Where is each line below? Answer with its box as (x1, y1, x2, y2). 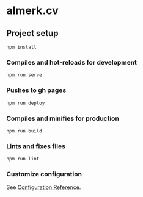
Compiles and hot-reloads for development (6, 58, 137, 66)
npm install (6, 44, 37, 50)
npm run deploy (6, 100, 45, 106)
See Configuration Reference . (6, 184, 81, 191)
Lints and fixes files (6, 141, 66, 150)
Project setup (6, 28, 59, 38)
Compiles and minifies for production (6, 114, 119, 123)
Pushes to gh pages (6, 86, 67, 95)
